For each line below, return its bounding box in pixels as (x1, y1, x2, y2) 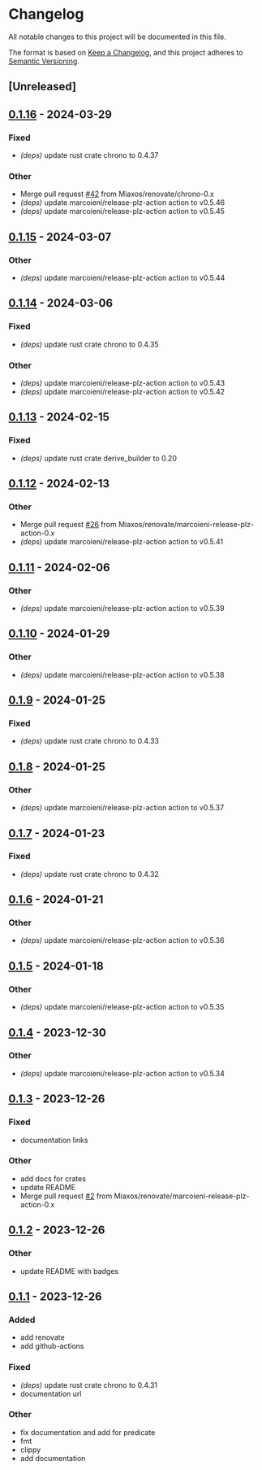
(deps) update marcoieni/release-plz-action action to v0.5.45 (19, 207, 225, 216)
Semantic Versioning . (8, 56, 79, 66)
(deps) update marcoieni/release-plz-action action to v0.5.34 (19, 1068, 225, 1078)
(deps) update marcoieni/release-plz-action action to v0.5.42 (19, 386, 225, 396)
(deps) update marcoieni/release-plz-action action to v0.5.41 (19, 537, 224, 547)
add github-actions (19, 1341, 84, 1351)
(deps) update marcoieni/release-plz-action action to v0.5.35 (19, 1002, 225, 1012)
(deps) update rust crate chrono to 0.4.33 (19, 736, 160, 746)
